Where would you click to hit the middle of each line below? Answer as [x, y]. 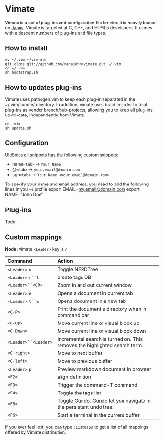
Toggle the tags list [79, 393]
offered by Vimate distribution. [36, 432]
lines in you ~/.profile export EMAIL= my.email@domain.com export [72, 189]
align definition [74, 377]
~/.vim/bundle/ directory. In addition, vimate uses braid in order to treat [76, 104]
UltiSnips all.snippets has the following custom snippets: [62, 155]
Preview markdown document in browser [104, 369]
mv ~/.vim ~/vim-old [26, 60]
